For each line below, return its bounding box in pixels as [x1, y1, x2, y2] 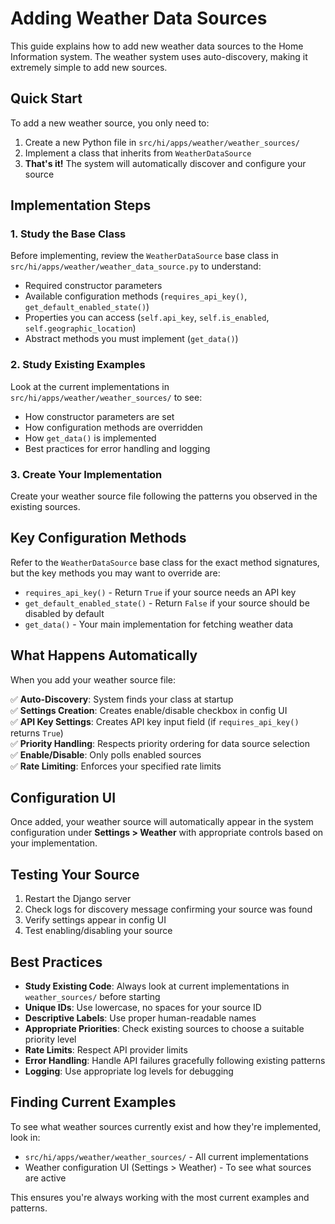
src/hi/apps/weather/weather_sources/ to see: [10, 391, 203, 403]
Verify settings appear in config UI [24, 914, 167, 926]
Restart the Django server [24, 893, 132, 905]
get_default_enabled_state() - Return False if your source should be [24, 597, 310, 609]
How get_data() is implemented [24, 432, 157, 444]
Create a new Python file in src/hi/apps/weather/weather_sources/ [24, 136, 300, 148]
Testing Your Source [10, 866, 140, 883]
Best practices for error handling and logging [24, 442, 211, 454]
